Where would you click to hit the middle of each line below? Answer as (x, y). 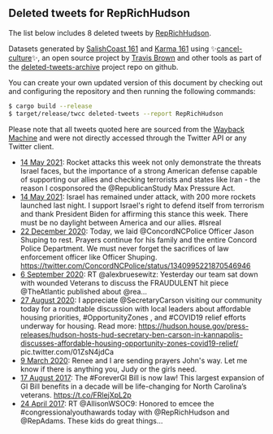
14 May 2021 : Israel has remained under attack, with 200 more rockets (138, 196)
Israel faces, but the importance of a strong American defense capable (139, 170)
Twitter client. (31, 146)
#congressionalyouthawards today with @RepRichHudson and (125, 412)
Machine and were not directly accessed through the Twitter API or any (128, 138)
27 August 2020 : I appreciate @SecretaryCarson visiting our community (141, 300)
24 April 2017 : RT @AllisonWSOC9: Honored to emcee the (117, 403)
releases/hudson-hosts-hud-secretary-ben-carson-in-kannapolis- (132, 334)
